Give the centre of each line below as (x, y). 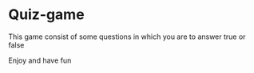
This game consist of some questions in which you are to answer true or (127, 36)
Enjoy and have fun (40, 60)
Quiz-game (47, 15)
